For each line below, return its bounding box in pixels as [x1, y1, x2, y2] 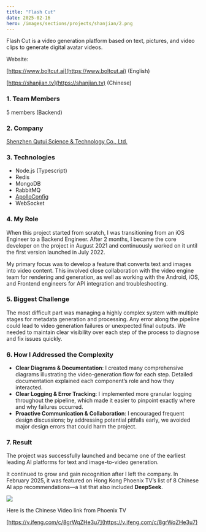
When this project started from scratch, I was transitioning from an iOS [6, 229, 185, 236]
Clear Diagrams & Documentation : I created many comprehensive [15, 364, 184, 371]
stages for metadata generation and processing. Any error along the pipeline [6, 315, 200, 322]
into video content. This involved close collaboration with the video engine [6, 267, 194, 274]
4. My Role [6, 215, 39, 224]
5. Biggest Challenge [6, 295, 70, 303]
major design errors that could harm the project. [15, 423, 137, 430]
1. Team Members [6, 94, 60, 103]
